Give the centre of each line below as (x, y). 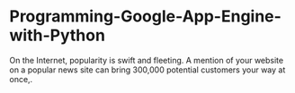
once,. (21, 79)
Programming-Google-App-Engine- (145, 17)
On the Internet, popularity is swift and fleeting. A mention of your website (147, 60)
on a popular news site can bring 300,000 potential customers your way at (147, 70)
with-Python (58, 35)
